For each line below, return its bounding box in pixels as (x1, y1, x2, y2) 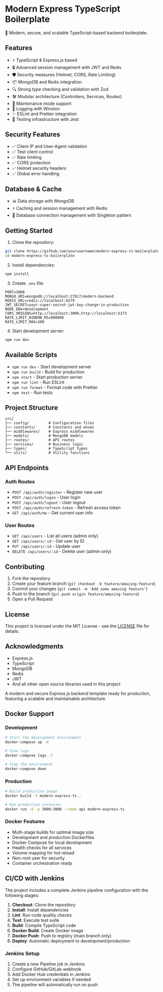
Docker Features (5, 818, 45, 825)
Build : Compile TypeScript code (12, 922, 76, 928)
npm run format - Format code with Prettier (12, 384, 98, 390)
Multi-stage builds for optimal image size (12, 829, 94, 835)
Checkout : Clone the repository (12, 902, 76, 907)
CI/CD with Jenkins (5, 874, 65, 883)
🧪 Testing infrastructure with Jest (12, 116, 79, 122)
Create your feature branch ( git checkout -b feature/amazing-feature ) (12, 581, 156, 586)
